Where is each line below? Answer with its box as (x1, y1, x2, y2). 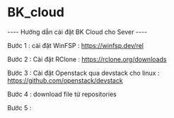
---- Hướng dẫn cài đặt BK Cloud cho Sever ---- (7, 28, 147, 36)
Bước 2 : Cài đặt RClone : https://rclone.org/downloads (7, 54, 167, 64)
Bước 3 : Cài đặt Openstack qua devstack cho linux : (7, 69, 160, 77)
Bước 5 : (7, 103, 32, 112)
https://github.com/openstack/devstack (7, 76, 123, 85)
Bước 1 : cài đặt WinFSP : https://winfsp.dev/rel (7, 41, 144, 49)
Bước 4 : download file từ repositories (7, 90, 117, 98)
